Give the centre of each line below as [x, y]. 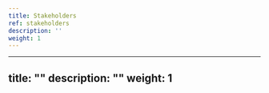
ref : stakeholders [39, 23]
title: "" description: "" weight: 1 [90, 78]
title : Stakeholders [43, 16]
